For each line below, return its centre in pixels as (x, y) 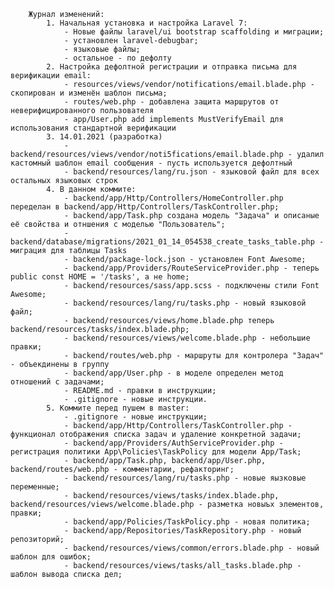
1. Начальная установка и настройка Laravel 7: (147, 23)
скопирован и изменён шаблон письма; (89, 93)
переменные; (35, 487)
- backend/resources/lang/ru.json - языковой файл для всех (191, 172)
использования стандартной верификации (93, 128)
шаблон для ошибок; (51, 557)
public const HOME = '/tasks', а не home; (100, 277)
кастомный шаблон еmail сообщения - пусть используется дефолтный (151, 163)
